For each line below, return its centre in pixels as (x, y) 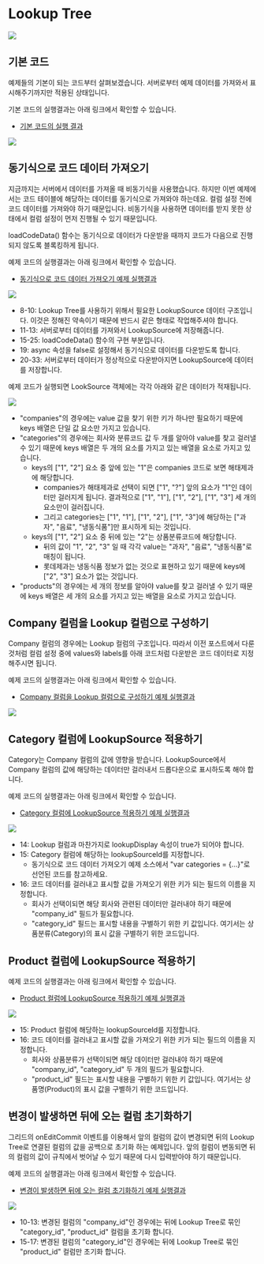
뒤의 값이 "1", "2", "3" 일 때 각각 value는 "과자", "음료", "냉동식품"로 (147, 546)
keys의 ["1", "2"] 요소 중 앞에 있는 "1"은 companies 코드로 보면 (129, 467)
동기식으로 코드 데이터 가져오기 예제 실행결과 (88, 278)
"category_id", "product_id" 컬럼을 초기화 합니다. (97, 1232)
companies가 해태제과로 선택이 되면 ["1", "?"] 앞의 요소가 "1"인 (140, 487)
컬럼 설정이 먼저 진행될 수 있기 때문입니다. (93, 218)
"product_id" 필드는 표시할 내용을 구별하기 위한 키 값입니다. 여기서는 (137, 1079)
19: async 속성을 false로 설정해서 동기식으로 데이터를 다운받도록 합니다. (130, 349)
